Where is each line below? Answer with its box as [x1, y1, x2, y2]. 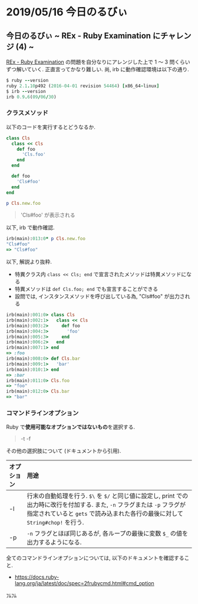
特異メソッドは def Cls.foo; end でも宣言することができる [14, 286, 158, 293]
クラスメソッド [6, 109, 49, 117]
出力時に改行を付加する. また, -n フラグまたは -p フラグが [27, 501, 186, 509]
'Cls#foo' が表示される [20, 211, 75, 218]
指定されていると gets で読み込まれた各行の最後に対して [27, 510, 184, 518]
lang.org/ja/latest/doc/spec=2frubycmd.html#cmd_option [14, 580, 154, 587]
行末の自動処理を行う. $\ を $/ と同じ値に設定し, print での [27, 492, 189, 500]
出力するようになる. [27, 538, 82, 546]
